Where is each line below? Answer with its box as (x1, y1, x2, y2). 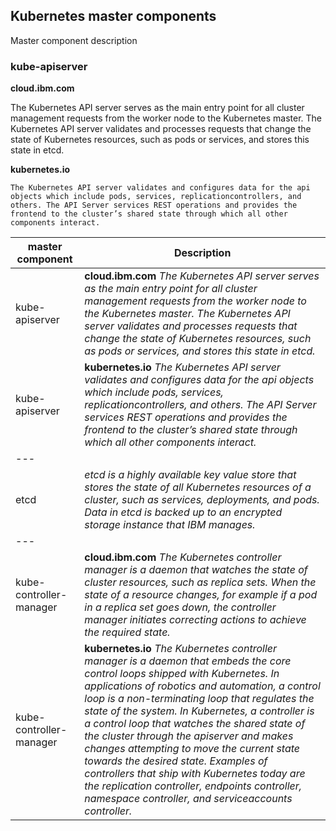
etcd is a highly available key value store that (84, 468, 297, 482)
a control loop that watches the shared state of (84, 717, 306, 731)
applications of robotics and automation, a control (84, 679, 321, 693)
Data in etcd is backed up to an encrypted (84, 505, 283, 519)
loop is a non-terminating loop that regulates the (84, 692, 315, 706)
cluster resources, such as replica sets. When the (84, 575, 317, 589)
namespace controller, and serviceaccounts (84, 792, 293, 806)
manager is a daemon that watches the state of (84, 563, 308, 577)
